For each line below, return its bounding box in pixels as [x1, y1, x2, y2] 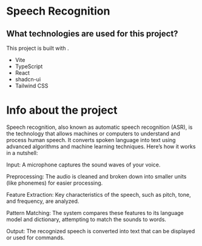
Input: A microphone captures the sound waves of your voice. [6, 161, 161, 168]
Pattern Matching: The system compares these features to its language [6, 209, 184, 216]
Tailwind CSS [15, 82, 49, 89]
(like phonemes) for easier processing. [6, 179, 103, 186]
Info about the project [6, 103, 118, 117]
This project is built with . [6, 44, 69, 52]
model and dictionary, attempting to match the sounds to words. [6, 216, 167, 223]
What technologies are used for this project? [6, 29, 178, 39]
